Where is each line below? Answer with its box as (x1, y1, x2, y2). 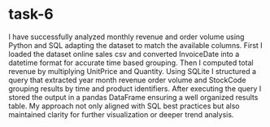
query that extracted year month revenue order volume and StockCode (8, 75, 246, 85)
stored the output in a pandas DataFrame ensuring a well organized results (8, 92, 259, 102)
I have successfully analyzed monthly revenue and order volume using (8, 32, 245, 42)
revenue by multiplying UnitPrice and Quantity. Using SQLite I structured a (8, 66, 257, 76)
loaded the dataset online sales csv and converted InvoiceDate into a (8, 49, 240, 59)
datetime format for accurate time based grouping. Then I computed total (8, 58, 254, 68)
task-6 (8, 5, 54, 24)
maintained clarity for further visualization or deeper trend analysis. (8, 109, 234, 119)
